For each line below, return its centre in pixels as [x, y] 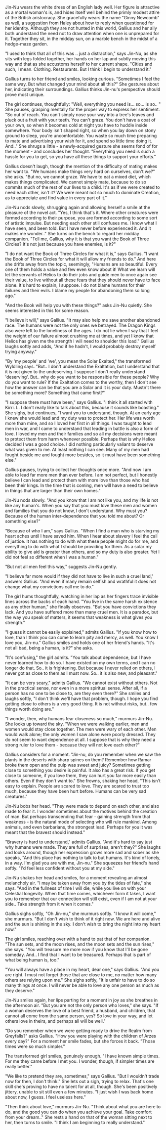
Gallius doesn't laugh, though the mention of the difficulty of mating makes [81, 166]
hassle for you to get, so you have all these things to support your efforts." [81, 157]
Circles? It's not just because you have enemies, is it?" [61, 244]
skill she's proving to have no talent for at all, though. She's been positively [81, 1087]
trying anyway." [21, 351]
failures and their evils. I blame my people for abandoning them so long [77, 290]
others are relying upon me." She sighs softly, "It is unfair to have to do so [80, 980]
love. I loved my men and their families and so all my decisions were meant [81, 434]
